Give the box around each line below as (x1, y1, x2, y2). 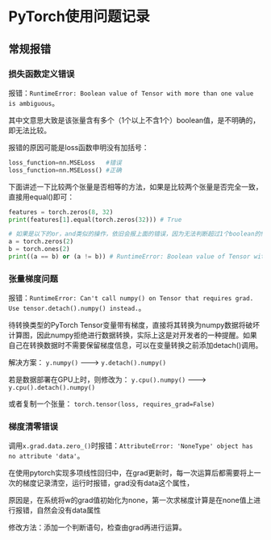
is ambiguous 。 (8, 98, 59, 107)
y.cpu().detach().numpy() (8, 384, 95, 392)
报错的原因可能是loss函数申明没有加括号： (8, 142, 149, 152)
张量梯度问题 (8, 273, 59, 284)
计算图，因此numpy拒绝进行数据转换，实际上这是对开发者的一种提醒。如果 (8, 330, 257, 340)
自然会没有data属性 (35, 505, 101, 515)
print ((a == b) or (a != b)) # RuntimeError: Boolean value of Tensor (8, 253, 251, 261)
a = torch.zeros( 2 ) (8, 237, 74, 246)
